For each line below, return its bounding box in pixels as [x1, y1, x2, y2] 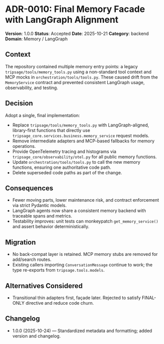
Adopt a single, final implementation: [5, 112, 81, 118]
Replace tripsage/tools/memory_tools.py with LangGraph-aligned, [12, 122, 149, 128]
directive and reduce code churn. [25, 300, 94, 306]
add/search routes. [12, 256, 52, 262]
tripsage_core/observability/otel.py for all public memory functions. [12, 153, 157, 160]
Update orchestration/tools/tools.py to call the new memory [12, 159, 141, 165]
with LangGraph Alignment [5, 14, 119, 25]
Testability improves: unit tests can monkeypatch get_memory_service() [12, 218, 159, 225]
